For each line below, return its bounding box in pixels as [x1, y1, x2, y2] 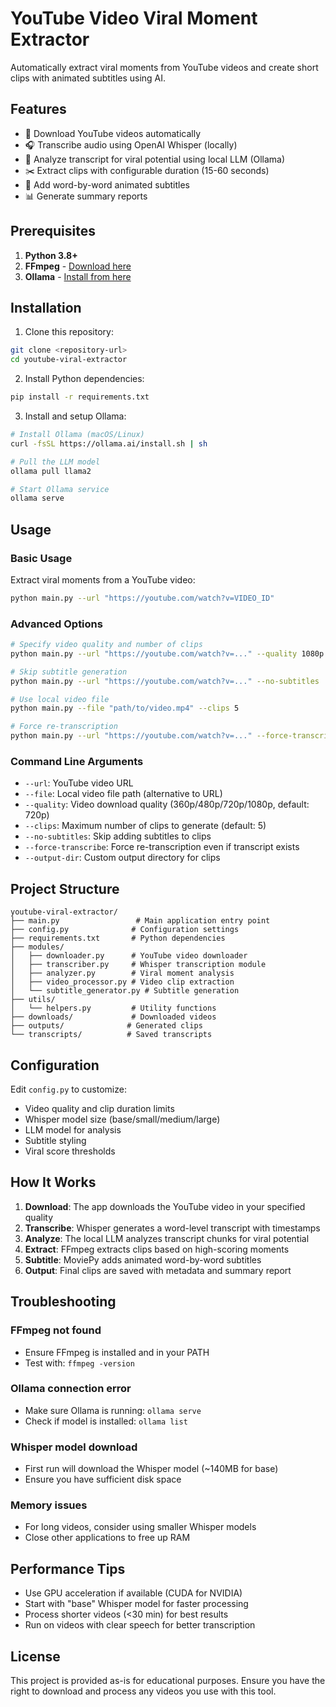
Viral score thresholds [24, 1145, 116, 1157]
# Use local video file [10, 694, 110, 704]
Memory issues [10, 1498, 88, 1512]
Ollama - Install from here [24, 270, 132, 282]
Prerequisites [10, 223, 96, 240]
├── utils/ [10, 995, 56, 1005]
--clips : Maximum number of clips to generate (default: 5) [24, 820, 267, 832]
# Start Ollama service [10, 484, 110, 494]
